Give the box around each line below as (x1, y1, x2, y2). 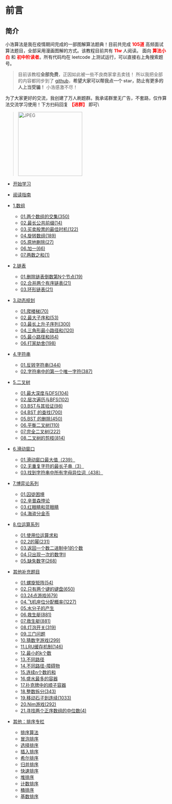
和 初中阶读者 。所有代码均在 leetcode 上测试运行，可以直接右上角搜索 (11, 54, 159, 60)
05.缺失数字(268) (20, 558, 57, 564)
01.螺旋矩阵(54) (20, 580, 54, 585)
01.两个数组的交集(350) (20, 214, 70, 219)
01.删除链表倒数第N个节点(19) (20, 273, 83, 280)
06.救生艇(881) (20, 611, 52, 618)
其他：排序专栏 (12, 718, 45, 725)
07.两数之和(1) (20, 252, 50, 258)
